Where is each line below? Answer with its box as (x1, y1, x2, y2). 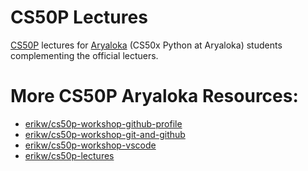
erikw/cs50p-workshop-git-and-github (24, 128, 186, 140)
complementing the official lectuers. (10, 49, 159, 61)
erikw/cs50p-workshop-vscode (24, 139, 157, 151)
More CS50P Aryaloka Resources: (10, 85, 299, 108)
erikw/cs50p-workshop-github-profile (24, 117, 183, 130)
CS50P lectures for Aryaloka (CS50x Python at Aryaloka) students (10, 39, 283, 51)
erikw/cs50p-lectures (24, 149, 115, 161)
